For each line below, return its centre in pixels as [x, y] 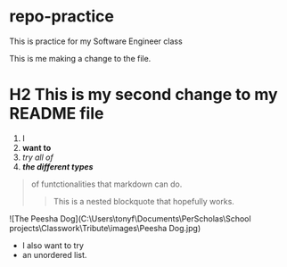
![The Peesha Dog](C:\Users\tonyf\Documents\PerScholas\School [130, 218]
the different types [57, 166]
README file [57, 114]
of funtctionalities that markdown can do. [107, 184]
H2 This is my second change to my [143, 95]
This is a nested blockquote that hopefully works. [143, 201]
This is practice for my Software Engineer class [96, 41]
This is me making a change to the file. [80, 58]
